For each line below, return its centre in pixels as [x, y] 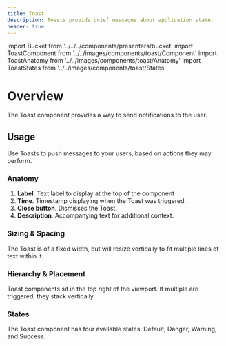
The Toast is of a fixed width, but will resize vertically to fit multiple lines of [113, 249]
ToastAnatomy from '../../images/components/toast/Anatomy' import [104, 61]
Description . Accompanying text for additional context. [95, 215]
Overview [35, 96]
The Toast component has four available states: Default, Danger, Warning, [112, 329]
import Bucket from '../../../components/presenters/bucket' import [100, 46]
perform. [20, 161]
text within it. [25, 256]
